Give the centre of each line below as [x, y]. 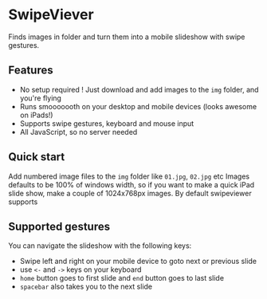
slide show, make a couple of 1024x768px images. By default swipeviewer [130, 193]
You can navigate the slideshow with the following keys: [100, 246]
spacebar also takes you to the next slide [86, 287]
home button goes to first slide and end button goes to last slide [122, 278]
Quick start [37, 157]
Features [31, 71]
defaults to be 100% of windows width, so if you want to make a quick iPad [132, 184]
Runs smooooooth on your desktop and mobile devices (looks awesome [138, 106]
